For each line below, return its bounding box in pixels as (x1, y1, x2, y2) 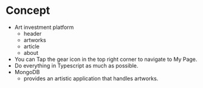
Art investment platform (14, 24, 74, 31)
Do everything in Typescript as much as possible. (14, 61, 139, 69)
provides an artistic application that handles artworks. (23, 75, 159, 82)
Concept (5, 4, 50, 17)
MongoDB (14, 68, 40, 75)
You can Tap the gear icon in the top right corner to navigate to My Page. (14, 55, 198, 63)
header (23, 30, 42, 37)
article (23, 43, 40, 50)
